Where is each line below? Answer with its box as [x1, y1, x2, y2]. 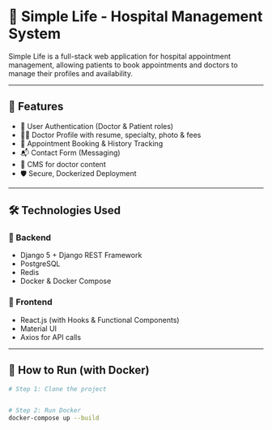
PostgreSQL [19, 259, 61, 269]
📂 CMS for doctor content [19, 159, 107, 169]
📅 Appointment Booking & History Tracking [19, 138, 164, 148]
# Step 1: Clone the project [8, 385, 107, 393]
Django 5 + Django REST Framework [19, 251, 142, 260]
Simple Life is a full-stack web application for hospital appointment [8, 51, 231, 61]
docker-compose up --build [8, 414, 100, 423]
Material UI [19, 324, 57, 333]
